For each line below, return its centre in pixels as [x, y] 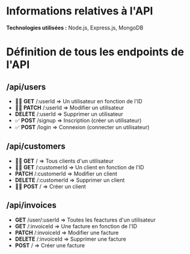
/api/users [26, 87]
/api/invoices [32, 205]
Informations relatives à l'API [80, 11]
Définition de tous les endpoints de [95, 52]
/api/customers [36, 146]
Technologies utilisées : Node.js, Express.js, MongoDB [75, 28]
